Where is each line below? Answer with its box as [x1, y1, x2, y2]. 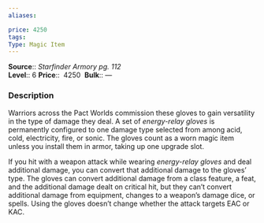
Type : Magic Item [8, 40, 65, 48]
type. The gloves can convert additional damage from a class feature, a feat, [8, 173, 256, 183]
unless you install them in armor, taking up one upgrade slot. [8, 141, 205, 151]
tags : [8, 33, 26, 41]
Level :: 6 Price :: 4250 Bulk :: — [8, 70, 113, 80]
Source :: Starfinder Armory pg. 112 [8, 62, 121, 72]
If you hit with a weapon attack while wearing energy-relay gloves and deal [8, 157, 252, 166]
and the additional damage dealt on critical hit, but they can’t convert [8, 182, 232, 191]
